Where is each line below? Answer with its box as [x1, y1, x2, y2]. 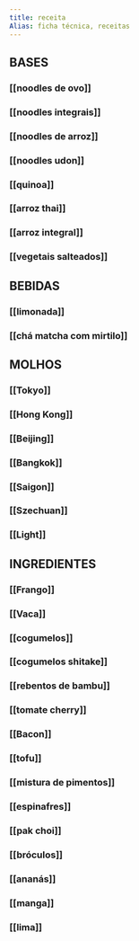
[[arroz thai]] [9, 202, 66, 215]
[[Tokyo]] [9, 384, 51, 396]
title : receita [9, 13, 66, 22]
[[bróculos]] [9, 848, 64, 861]
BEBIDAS [9, 278, 60, 293]
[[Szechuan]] [9, 504, 68, 517]
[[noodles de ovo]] [9, 82, 91, 94]
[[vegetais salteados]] [9, 251, 109, 263]
